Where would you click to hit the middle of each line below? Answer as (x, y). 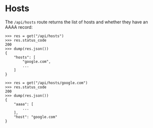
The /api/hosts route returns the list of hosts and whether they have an (76, 22)
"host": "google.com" (35, 117)
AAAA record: (19, 27)
